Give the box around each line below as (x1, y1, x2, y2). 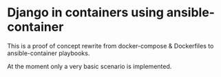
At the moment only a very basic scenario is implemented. (7, 62, 172, 70)
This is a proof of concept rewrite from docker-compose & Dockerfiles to (7, 42, 214, 50)
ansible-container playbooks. (7, 49, 90, 57)
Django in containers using (7, 5, 164, 20)
